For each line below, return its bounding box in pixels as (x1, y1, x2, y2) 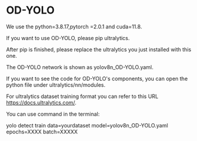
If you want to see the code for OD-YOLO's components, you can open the (6, 75, 188, 82)
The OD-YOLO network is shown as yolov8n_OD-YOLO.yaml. (6, 63, 154, 71)
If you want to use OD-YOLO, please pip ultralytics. (6, 34, 130, 41)
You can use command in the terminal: (6, 110, 100, 117)
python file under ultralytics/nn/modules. (6, 81, 105, 88)
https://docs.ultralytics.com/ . (6, 99, 77, 106)
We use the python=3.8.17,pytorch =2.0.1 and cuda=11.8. (6, 23, 143, 30)
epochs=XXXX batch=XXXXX (6, 128, 78, 135)
